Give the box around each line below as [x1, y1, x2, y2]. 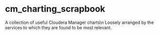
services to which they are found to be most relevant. [5, 24, 112, 30]
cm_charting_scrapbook [5, 3, 106, 15]
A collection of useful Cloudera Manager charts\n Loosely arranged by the [5, 19, 154, 25]
